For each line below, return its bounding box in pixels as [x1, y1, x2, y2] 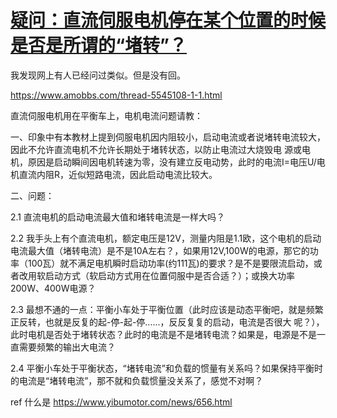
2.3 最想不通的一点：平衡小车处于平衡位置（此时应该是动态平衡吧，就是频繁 [10, 303, 324, 315]
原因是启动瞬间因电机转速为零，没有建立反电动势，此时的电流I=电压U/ [27, 156, 317, 168]
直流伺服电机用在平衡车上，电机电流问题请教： [10, 109, 203, 121]
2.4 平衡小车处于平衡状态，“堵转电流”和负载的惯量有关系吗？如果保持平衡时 [10, 362, 323, 374]
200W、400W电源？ [10, 282, 97, 294]
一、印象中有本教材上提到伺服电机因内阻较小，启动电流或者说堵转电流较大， [10, 131, 326, 143]
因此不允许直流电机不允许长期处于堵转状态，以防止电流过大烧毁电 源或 [10, 143, 302, 155]
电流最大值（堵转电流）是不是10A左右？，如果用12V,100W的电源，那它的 [10, 244, 310, 256]
